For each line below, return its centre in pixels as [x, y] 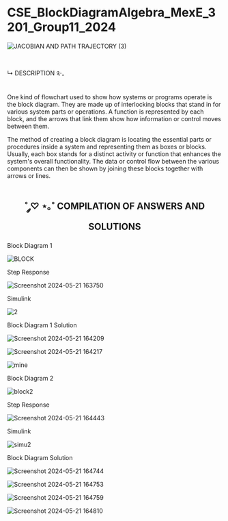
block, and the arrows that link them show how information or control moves [114, 119]
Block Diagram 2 [30, 379]
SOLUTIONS [115, 227]
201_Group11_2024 [61, 27]
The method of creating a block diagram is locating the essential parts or [109, 140]
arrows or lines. [29, 176]
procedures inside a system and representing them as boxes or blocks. [107, 147]
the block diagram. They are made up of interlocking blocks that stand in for [114, 105]
